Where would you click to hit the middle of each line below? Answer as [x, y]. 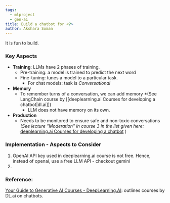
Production [25, 115]
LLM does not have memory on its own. [69, 110]
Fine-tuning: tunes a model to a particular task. [69, 78]
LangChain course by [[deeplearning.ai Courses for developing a [88, 99]
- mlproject [23, 15]
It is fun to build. [22, 43]
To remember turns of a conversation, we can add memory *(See [88, 94]
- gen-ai [19, 19]
